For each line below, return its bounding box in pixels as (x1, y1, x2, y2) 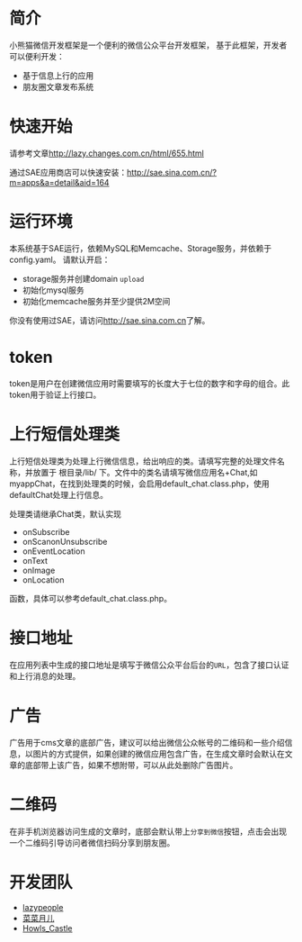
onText (22, 555, 48, 566)
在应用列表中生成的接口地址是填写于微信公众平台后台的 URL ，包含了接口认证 (9, 659, 289, 670)
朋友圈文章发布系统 (22, 81, 94, 92)
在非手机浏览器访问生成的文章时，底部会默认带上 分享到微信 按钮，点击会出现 (9, 826, 288, 837)
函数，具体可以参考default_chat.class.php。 (9, 593, 173, 603)
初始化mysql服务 (22, 285, 85, 295)
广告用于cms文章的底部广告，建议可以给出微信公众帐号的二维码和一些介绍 (9, 737, 285, 747)
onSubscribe (22, 526, 70, 537)
